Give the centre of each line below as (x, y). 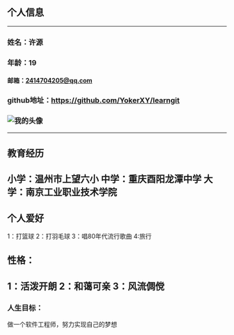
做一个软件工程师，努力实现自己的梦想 (62, 325)
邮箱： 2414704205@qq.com (50, 81)
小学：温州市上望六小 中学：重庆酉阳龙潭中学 (104, 179)
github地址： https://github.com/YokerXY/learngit (93, 100)
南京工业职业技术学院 (71, 192)
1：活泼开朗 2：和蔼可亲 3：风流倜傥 (86, 286)
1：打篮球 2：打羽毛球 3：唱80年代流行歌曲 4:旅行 (79, 237)
